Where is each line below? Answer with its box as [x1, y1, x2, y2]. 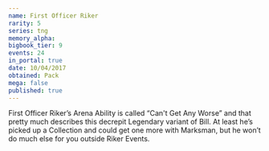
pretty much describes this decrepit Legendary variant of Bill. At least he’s [8, 117, 253, 127]
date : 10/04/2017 [8, 64, 67, 72]
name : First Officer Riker [8, 11, 99, 20]
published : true [8, 86, 63, 95]
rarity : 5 [8, 19, 42, 27]
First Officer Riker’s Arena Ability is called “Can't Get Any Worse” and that [8, 108, 251, 118]
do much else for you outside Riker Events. [8, 134, 150, 144]
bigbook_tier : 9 [8, 42, 63, 50]
